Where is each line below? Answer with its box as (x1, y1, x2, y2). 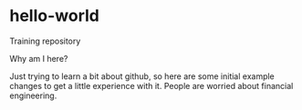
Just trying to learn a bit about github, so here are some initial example (9, 70, 276, 82)
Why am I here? (9, 53, 68, 64)
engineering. (9, 90, 57, 101)
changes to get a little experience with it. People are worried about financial (9, 80, 294, 91)
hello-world (9, 5, 100, 26)
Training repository (9, 35, 81, 46)
